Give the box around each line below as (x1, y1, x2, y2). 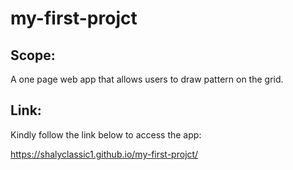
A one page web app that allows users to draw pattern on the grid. (10, 73, 284, 85)
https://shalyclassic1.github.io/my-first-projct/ (10, 148, 199, 160)
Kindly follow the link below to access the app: (10, 128, 202, 141)
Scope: (10, 47, 56, 64)
